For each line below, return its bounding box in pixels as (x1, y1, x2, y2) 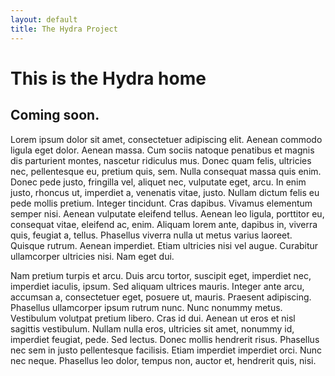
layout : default (10, 14, 78, 25)
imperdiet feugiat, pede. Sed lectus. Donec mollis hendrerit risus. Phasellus (10, 333, 320, 345)
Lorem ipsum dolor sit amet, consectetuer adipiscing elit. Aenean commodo (10, 133, 323, 145)
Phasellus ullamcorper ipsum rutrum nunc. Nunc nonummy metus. (10, 301, 283, 313)
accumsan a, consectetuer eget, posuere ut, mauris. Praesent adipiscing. (10, 291, 312, 303)
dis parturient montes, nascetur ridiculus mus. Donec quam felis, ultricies (10, 154, 312, 166)
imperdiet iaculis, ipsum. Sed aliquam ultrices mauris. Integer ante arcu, (10, 280, 305, 292)
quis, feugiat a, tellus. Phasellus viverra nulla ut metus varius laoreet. (10, 229, 293, 241)
